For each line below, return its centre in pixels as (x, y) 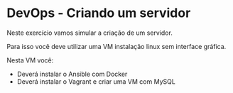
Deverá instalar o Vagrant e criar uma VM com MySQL (96, 81)
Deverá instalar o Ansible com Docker (72, 74)
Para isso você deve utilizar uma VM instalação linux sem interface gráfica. (116, 46)
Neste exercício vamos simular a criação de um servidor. (90, 33)
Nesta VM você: (30, 60)
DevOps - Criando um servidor (99, 13)
